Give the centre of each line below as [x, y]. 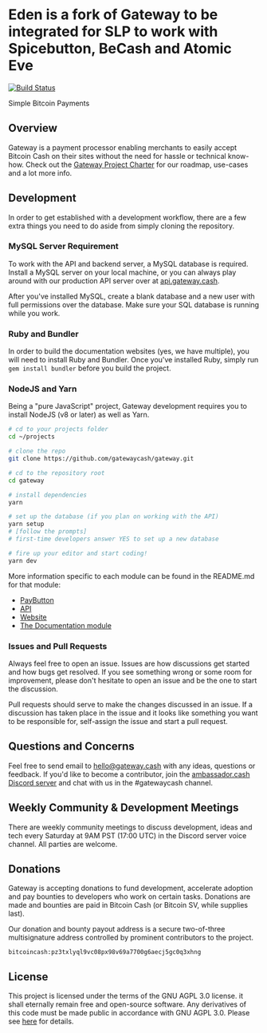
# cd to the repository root [57, 473]
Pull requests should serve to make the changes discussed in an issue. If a [131, 704]
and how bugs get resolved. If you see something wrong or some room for [130, 672]
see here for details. [41, 1021]
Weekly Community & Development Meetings [124, 808]
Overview [33, 128]
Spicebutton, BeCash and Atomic [120, 49]
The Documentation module [65, 625]
